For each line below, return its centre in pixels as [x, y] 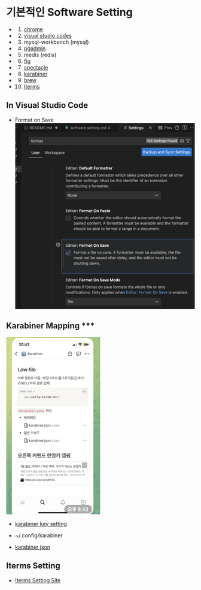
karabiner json [33, 547]
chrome [33, 29]
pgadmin [35, 48]
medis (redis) [40, 55]
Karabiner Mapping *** [51, 326]
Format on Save [34, 120]
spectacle [36, 67]
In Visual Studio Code [47, 105]
